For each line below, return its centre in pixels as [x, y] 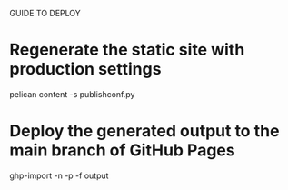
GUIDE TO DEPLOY [45, 13]
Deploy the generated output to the [144, 131]
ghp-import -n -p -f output [59, 175]
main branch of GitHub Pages [122, 150]
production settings [85, 70]
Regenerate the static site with [127, 50]
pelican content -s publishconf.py [72, 94]
